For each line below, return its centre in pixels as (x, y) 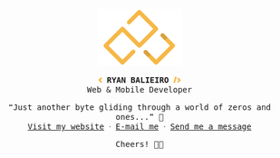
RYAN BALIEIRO (138, 80)
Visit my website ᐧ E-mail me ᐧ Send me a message (140, 127)
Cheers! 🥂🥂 (140, 144)
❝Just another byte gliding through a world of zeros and (140, 108)
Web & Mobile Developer (140, 89)
